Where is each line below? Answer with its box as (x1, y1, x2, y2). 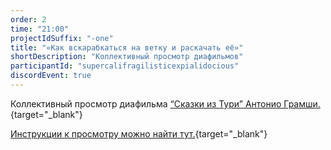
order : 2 (10, 14, 47, 25)
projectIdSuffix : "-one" (10, 33, 114, 43)
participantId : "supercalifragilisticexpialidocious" (10, 61, 240, 71)
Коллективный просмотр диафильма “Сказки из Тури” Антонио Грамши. (10, 97, 321, 110)
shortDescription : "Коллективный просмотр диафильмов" (10, 52, 244, 62)
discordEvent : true (10, 71, 92, 81)
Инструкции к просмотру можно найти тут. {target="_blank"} (10, 127, 268, 140)
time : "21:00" (10, 24, 70, 34)
